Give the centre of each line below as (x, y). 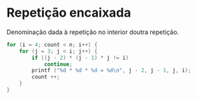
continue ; (58, 64)
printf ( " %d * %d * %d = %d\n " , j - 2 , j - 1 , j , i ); (111, 71)
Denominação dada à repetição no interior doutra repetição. (93, 32)
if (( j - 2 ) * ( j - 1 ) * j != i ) (80, 58)
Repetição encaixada (69, 13)
